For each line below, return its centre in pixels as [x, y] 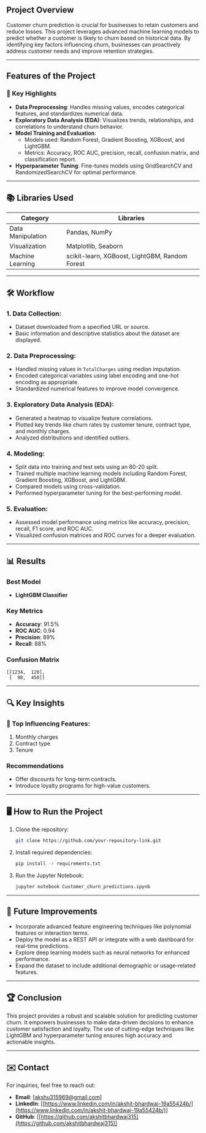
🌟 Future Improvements [52, 912]
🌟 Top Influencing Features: [48, 724]
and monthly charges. [43, 431]
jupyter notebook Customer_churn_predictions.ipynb [82, 887]
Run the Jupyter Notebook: [49, 876]
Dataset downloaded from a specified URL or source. [82, 327]
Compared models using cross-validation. [68, 486]
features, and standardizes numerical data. [69, 114]
